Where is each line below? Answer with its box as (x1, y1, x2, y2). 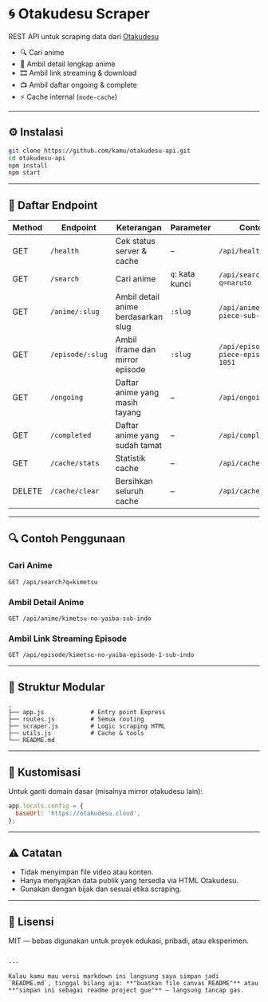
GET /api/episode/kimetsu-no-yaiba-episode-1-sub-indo (8, 651, 195, 659)
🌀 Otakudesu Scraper (8, 5, 150, 23)
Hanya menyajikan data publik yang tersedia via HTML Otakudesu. (19, 876, 239, 886)
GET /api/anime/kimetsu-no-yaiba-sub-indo (8, 615, 152, 623)
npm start (8, 169, 41, 177)
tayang (115, 407, 142, 418)
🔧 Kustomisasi (8, 765, 81, 779)
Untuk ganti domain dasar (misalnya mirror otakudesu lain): (8, 786, 203, 796)
